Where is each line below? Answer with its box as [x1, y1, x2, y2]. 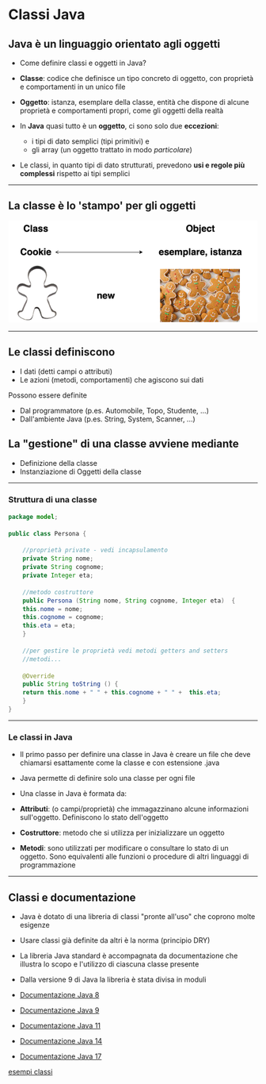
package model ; [8, 513, 59, 521]
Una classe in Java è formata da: [19, 789, 127, 798]
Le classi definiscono [8, 345, 116, 359]
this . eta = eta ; [22, 621, 77, 630]
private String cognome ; [22, 563, 104, 571]
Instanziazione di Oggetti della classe [19, 467, 142, 476]
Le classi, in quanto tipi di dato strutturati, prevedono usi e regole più [19, 160, 245, 170]
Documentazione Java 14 [19, 1036, 103, 1046]
